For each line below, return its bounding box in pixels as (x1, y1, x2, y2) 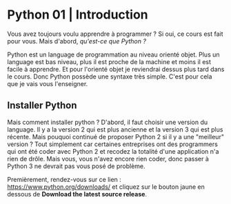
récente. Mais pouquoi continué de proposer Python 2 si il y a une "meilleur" (7, 132, 224, 141)
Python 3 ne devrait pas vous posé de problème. (7, 162, 146, 170)
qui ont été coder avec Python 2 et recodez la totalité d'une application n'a (7, 147, 219, 155)
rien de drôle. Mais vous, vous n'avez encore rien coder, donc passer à (7, 154, 209, 163)
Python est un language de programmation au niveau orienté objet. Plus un (7, 50, 220, 59)
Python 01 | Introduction (7, 7, 148, 23)
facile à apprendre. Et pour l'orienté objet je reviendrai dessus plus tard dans (7, 65, 225, 73)
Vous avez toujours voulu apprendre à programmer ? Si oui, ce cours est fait (7, 30, 223, 38)
